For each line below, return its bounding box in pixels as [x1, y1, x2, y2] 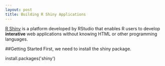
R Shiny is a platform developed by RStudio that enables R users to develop [5, 25, 160, 31]
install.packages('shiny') [5, 55, 56, 61]
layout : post [5, 7, 32, 12]
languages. [5, 36, 28, 42]
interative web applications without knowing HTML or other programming [5, 31, 157, 37]
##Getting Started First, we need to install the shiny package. [5, 46, 131, 52]
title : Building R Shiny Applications [5, 12, 86, 17]
